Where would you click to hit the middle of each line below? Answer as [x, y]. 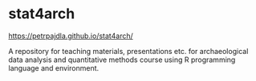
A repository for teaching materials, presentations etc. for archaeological [128, 51]
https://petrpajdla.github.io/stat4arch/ [71, 36]
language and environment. [54, 67]
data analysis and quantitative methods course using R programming [122, 60]
